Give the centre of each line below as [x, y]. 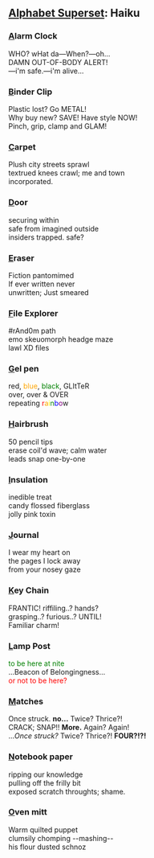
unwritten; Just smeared [49, 292]
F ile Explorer [33, 313]
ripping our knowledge [46, 774]
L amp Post [29, 646]
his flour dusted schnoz [47, 847]
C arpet [22, 146]
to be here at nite [36, 663]
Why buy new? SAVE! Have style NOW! [73, 117]
